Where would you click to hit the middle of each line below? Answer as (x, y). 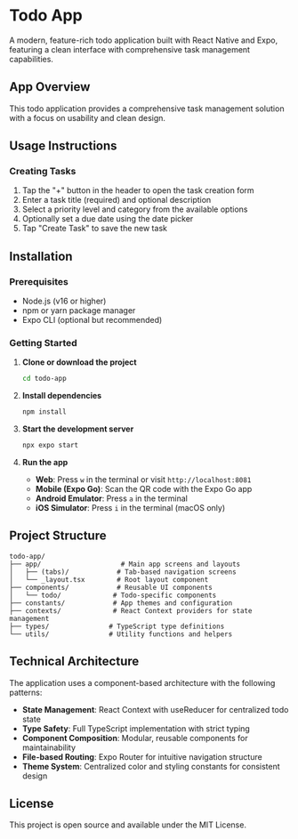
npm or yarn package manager (79, 311)
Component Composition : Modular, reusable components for (135, 738)
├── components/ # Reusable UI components (111, 587)
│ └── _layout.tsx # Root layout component (109, 579)
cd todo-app (44, 379)
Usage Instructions (63, 146)
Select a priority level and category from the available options (135, 209)
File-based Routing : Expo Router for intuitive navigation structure (142, 756)
